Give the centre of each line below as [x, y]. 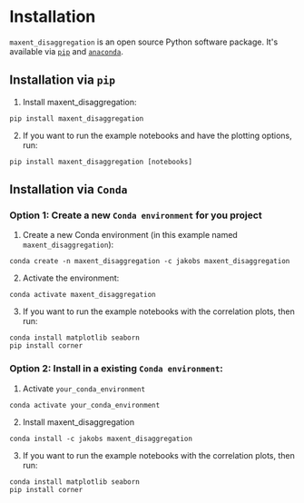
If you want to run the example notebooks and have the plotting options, [157, 135]
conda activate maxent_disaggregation [83, 295]
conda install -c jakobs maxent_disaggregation [101, 439]
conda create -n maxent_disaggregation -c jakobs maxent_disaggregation [150, 261]
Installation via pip [63, 80]
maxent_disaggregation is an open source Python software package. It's [144, 42]
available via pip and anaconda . [67, 51]
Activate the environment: [71, 278]
